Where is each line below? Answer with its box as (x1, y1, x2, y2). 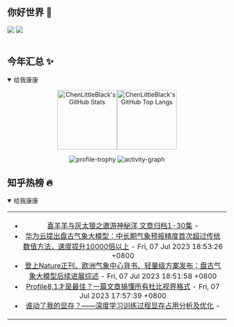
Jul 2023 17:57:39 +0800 (79, 291, 167, 301)
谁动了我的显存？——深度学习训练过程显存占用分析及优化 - (25, 301, 221, 311)
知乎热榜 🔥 (7, 177, 54, 189)
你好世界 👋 (7, 6, 52, 19)
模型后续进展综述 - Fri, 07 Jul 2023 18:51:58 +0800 (42, 271, 217, 281)
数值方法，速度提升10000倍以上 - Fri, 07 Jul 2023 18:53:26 (23, 242, 224, 252)
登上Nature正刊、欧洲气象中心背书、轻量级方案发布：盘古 (24, 261, 214, 271)
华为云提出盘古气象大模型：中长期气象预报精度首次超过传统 (25, 232, 221, 241)
